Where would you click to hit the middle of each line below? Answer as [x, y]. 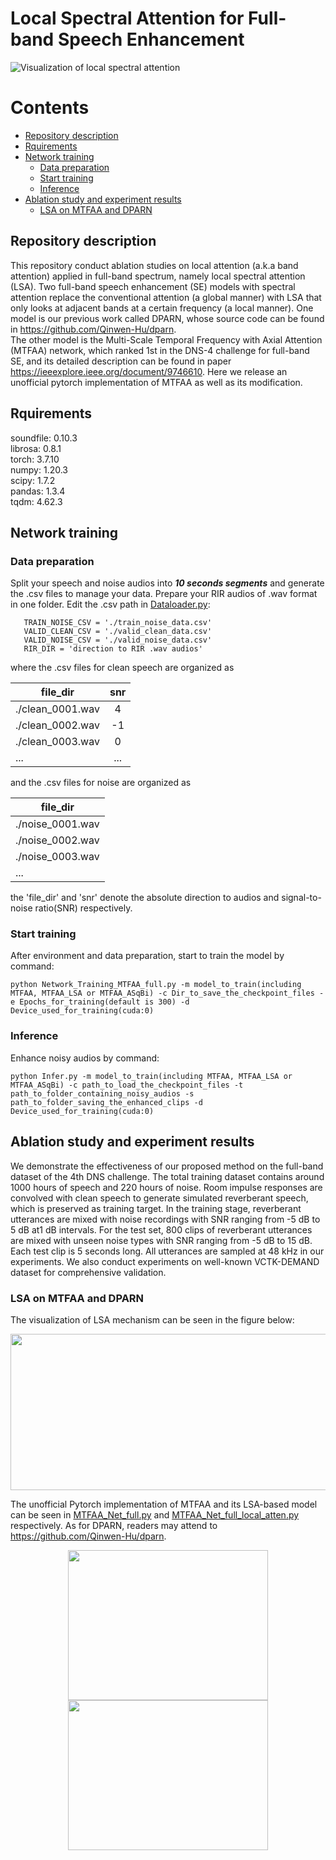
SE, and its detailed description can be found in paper [121, 361]
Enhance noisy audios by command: [85, 1058]
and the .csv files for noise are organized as [101, 783]
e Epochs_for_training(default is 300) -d [100, 1002]
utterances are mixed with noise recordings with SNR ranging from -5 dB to [165, 1219]
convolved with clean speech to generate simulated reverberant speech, [159, 1198]
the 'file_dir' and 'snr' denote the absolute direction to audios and [145, 898]
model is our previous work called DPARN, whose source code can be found [167, 318]
